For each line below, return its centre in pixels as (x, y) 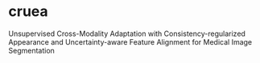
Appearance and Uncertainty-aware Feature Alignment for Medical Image (130, 41)
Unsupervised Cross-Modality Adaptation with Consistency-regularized (127, 33)
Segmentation (31, 50)
